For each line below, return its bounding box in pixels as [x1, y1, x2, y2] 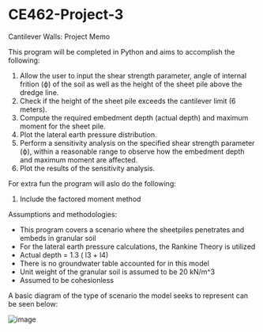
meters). [19, 105, 47, 114]
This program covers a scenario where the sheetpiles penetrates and [19, 224, 245, 235]
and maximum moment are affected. [19, 155, 138, 164]
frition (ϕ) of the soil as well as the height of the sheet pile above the [19, 79, 242, 89]
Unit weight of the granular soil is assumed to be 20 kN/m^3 [19, 267, 216, 277]
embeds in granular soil [19, 233, 96, 242]
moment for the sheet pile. [19, 121, 107, 131]
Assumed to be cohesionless [19, 275, 115, 284]
